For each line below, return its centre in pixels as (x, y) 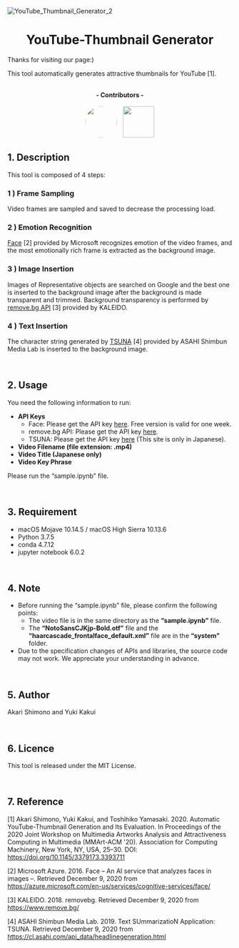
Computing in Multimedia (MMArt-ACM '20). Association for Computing (112, 842)
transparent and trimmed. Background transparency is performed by (108, 299)
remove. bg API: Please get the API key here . (93, 431)
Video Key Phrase (45, 461)
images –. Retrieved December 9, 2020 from (72, 878)
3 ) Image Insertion (41, 269)
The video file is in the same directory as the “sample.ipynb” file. (125, 621)
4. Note (24, 588)
